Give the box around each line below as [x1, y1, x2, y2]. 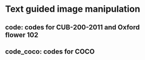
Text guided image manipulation [5, 3, 141, 15]
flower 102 [5, 30, 39, 39]
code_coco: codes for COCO [5, 47, 95, 56]
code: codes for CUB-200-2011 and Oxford [5, 23, 140, 31]
